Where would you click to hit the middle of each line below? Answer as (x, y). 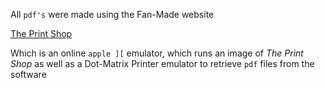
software (28, 74)
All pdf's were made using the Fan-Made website (112, 14)
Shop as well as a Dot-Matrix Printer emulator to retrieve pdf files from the (162, 63)
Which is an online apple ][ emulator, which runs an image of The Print (157, 53)
